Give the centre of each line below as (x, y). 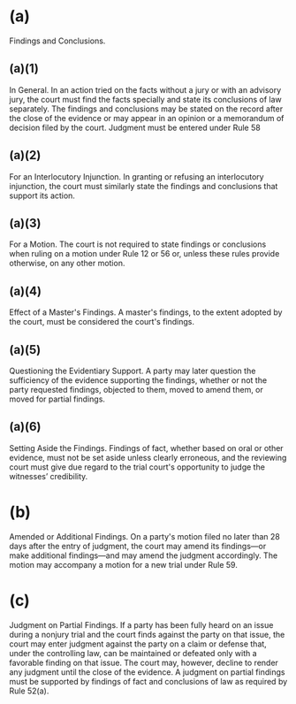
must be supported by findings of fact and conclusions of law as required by (148, 681)
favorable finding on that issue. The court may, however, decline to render (144, 662)
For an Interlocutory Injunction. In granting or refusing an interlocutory (137, 176)
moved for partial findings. (57, 399)
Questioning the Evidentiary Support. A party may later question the (133, 371)
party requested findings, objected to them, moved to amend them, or (136, 390)
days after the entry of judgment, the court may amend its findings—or (138, 546)
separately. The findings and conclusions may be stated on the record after (146, 109)
